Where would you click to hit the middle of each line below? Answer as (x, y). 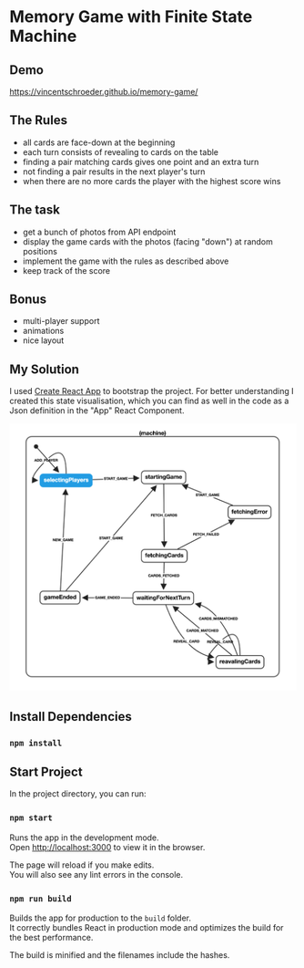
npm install (36, 743)
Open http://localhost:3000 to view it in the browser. (107, 847)
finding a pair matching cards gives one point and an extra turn (141, 161)
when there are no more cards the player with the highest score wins (152, 181)
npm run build (41, 899)
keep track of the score (66, 270)
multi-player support (61, 321)
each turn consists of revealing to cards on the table (121, 151)
